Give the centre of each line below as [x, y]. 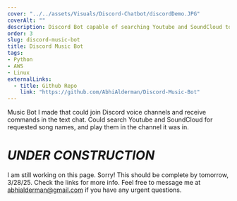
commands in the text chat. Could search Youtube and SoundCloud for [110, 119]
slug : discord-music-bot [44, 40]
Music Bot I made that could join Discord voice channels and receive [107, 112]
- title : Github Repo [45, 86]
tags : [15, 53]
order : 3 [20, 33]
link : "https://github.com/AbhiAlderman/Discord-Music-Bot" [110, 92]
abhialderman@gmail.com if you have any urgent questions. [95, 190]
